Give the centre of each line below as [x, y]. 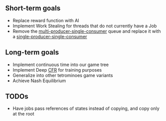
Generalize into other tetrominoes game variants [63, 75]
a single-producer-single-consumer [50, 36]
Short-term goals [33, 8]
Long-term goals [32, 52]
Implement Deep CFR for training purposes [57, 70]
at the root [23, 114]
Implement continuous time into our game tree [61, 65]
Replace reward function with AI [46, 20]
